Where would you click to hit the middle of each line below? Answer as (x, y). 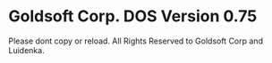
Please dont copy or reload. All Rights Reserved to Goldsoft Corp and (136, 41)
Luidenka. (27, 50)
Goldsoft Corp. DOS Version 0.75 (133, 16)
